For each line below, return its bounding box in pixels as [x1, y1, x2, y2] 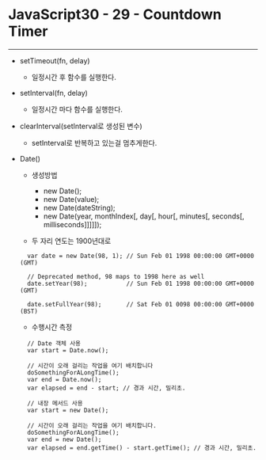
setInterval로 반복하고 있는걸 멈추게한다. [31, 138, 158, 147]
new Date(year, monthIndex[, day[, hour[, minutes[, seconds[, [43, 211, 245, 221]
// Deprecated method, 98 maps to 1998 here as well [27, 272, 205, 280]
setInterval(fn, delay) [19, 88, 89, 97]
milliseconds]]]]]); [43, 219, 102, 229]
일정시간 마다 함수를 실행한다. [31, 105, 123, 114]
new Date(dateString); [43, 203, 116, 212]
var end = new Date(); [27, 435, 102, 443]
